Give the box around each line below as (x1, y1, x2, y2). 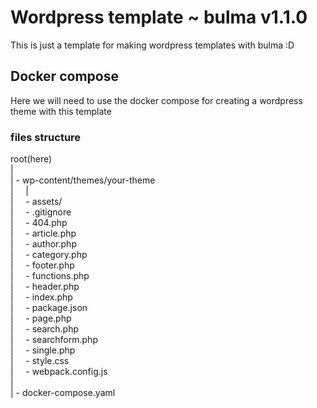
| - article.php (10, 227, 77, 240)
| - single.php (10, 344, 76, 356)
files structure (10, 130, 82, 144)
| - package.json (10, 302, 88, 314)
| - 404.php (10, 217, 68, 229)
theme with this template (10, 105, 112, 117)
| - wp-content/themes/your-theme (10, 174, 156, 186)
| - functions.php (10, 270, 90, 282)
